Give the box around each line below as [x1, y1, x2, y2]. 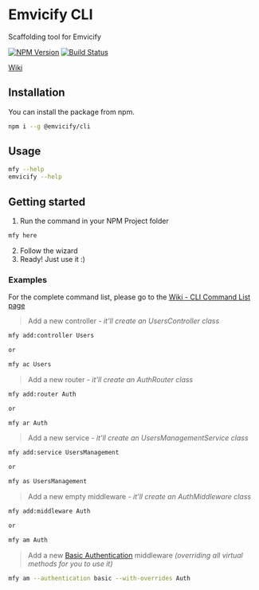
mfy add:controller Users [8, 332, 94, 340]
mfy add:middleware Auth [8, 507, 91, 515]
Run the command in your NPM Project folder [19, 217, 169, 225]
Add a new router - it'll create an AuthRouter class [27, 374, 194, 384]
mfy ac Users [8, 360, 52, 368]
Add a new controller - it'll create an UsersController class [27, 316, 220, 326]
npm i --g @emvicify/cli [8, 122, 91, 131]
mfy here [8, 232, 37, 240]
